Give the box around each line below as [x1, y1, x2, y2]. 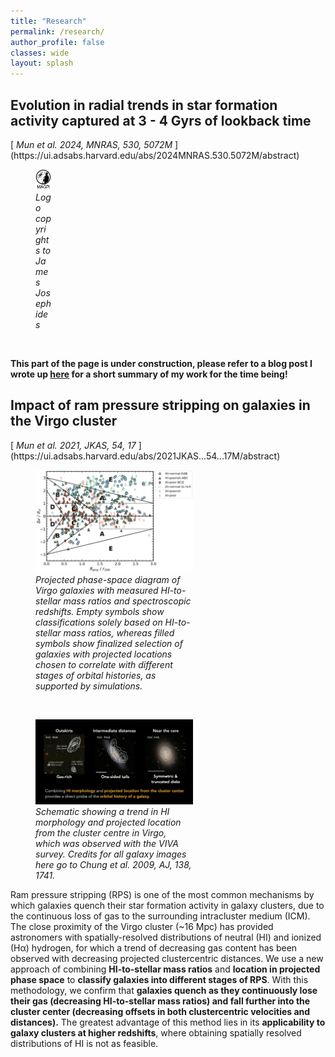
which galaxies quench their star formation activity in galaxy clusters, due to [10, 900, 325, 912]
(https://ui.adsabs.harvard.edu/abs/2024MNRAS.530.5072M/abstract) [10, 149, 300, 161]
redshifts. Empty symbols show [35, 606, 165, 618]
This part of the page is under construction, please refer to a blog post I [10, 357, 313, 369]
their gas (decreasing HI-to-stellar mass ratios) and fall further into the [10, 995, 311, 1007]
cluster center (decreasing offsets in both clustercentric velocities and [10, 1006, 311, 1018]
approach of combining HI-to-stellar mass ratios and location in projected [10, 963, 321, 975]
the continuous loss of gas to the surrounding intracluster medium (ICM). [10, 910, 311, 922]
